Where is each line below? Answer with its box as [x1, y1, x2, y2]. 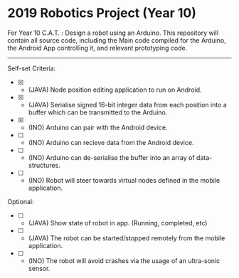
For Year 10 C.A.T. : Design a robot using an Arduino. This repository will [7, 28, 219, 37]
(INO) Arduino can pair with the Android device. [28, 123, 169, 132]
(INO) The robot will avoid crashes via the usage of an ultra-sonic [28, 256, 221, 264]
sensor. [28, 264, 51, 272]
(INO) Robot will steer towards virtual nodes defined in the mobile [28, 176, 221, 184]
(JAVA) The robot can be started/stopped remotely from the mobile [28, 233, 225, 242]
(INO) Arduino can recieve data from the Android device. [28, 138, 194, 146]
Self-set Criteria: [7, 64, 56, 73]
